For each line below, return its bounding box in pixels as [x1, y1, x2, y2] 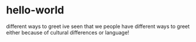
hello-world [6, 3, 65, 17]
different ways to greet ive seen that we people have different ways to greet [6, 23, 190, 30]
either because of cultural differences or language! [6, 29, 129, 36]
